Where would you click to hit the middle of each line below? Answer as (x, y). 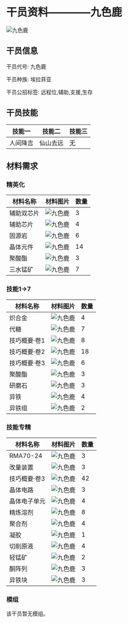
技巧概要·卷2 (27, 351)
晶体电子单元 (28, 501)
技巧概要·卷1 (27, 340)
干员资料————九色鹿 (64, 12)
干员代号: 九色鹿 (26, 66)
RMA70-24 (26, 455)
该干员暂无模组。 (27, 614)
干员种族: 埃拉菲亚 (29, 79)
